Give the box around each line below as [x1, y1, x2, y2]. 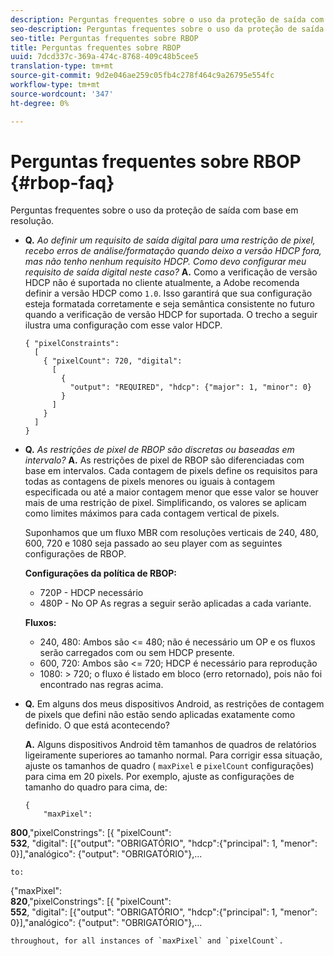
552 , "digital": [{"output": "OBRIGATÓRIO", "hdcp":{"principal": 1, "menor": [10, 906, 318, 918]
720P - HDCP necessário [39, 587, 144, 599]
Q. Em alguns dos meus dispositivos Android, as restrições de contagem [24, 698, 325, 710]
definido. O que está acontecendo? [24, 719, 170, 731]
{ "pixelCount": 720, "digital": [43, 356, 183, 366]
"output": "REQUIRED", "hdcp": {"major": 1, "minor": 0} [69, 382, 312, 393]
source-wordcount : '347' [10, 89, 114, 99]
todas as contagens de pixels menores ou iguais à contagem [24, 476, 275, 488]
